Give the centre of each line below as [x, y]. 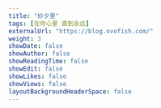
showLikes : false [38, 76]
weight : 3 [25, 39]
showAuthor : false [39, 54]
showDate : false [36, 46]
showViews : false [38, 84]
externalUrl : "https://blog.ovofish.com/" [81, 31]
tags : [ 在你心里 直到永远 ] [49, 24]
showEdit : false [36, 69]
